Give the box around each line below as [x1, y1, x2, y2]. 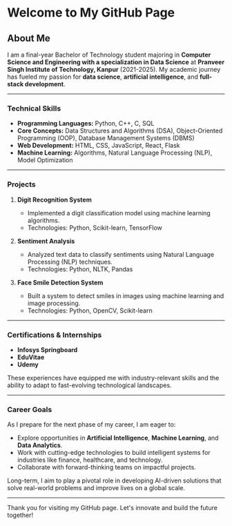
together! [7, 511, 33, 519]
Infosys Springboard [17, 345, 78, 353]
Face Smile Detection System [17, 278, 104, 286]
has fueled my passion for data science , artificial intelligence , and [7, 72, 198, 81]
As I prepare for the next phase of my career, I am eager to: [7, 420, 176, 429]
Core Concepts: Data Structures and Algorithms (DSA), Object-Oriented [17, 126, 223, 135]
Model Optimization [17, 156, 74, 164]
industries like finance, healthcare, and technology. [17, 456, 163, 464]
